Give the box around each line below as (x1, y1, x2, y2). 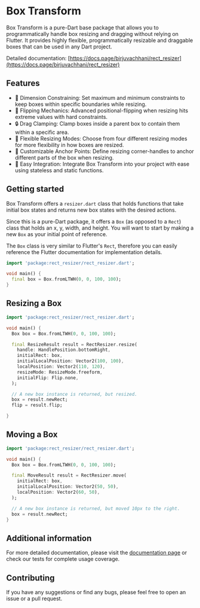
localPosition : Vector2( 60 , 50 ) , (17, 489, 100, 496)
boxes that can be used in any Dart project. (6, 43, 112, 50)
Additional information (6, 533, 92, 543)
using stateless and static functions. (14, 166, 104, 174)
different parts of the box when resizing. (14, 154, 114, 161)
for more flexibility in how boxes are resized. (14, 141, 124, 148)
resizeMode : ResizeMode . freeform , (17, 369, 103, 375)
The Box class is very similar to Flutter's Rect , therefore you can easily (6, 242, 177, 249)
